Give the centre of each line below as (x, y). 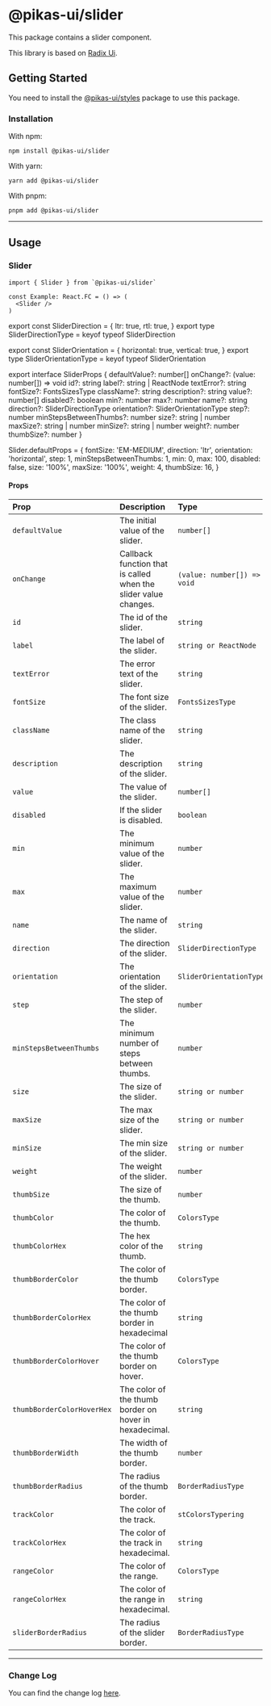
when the (138, 584)
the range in (142, 1599)
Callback (136, 553)
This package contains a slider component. (80, 37)
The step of (142, 1000)
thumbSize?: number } (45, 434)
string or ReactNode (217, 645)
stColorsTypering (211, 1514)
